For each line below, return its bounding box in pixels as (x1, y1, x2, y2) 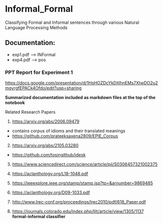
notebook (5, 100, 25, 105)
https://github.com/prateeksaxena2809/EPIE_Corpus (12, 133, 118, 139)
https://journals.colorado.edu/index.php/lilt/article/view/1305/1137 (12, 208, 145, 214)
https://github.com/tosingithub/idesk (12, 152, 86, 158)
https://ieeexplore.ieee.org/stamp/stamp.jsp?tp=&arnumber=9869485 (12, 180, 153, 186)
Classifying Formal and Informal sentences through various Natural (5, 19, 140, 25)
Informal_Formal (5, 3, 73, 15)
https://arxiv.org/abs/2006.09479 (12, 119, 80, 124)
